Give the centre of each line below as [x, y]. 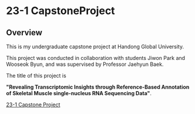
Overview [24, 33]
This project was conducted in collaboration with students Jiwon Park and [96, 58]
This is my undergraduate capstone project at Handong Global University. [95, 46]
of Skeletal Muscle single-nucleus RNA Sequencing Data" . [79, 93]
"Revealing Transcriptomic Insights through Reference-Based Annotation [98, 87]
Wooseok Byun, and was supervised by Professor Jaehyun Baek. [85, 64]
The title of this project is [36, 76]
